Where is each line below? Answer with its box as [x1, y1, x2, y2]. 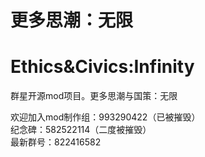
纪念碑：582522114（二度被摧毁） [10, 124, 152, 136]
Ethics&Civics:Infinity [10, 56, 195, 78]
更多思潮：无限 [10, 9, 134, 32]
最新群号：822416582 [10, 136, 102, 148]
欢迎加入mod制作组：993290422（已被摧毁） [10, 111, 201, 123]
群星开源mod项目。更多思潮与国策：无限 [10, 90, 178, 102]
